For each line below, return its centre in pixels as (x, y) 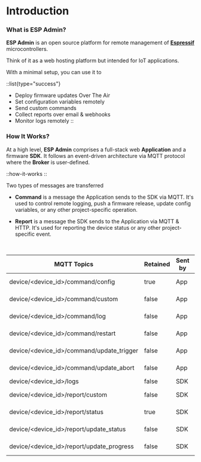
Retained (157, 264)
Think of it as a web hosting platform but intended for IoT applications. (93, 60)
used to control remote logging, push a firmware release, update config (103, 203)
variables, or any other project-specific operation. (76, 209)
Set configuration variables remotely (60, 102)
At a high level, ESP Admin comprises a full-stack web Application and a (96, 149)
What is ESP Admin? (36, 30)
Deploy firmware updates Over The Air (63, 95)
